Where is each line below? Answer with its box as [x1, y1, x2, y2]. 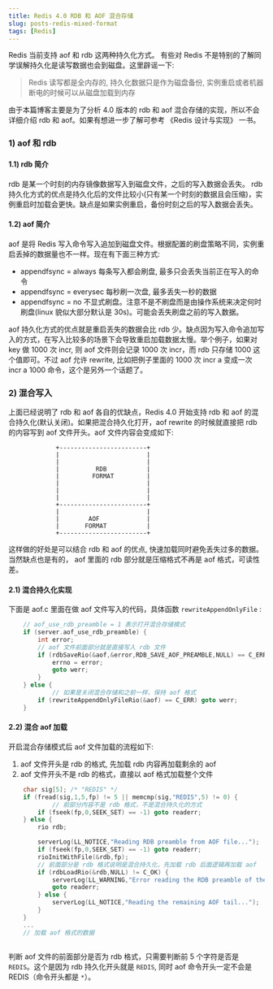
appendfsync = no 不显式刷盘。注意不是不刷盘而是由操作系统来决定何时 [19, 297, 262, 306]
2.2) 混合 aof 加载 [8, 722, 67, 732]
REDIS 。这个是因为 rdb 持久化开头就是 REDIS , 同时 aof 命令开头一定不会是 [8, 962, 252, 972]
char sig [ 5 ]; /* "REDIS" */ [23, 785, 118, 793]
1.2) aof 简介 [8, 219, 50, 229]
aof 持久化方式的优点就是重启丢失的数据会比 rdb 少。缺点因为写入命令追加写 [8, 324, 265, 334]
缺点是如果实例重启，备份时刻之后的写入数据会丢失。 [79, 199, 258, 209]
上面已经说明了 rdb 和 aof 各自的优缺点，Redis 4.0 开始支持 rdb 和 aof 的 [8, 407, 252, 417]
